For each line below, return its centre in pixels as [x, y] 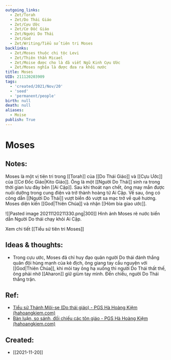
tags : [11, 82]
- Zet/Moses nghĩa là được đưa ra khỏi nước [58, 67]
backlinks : [17, 48]
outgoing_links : [23, 10]
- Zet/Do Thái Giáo [31, 19]
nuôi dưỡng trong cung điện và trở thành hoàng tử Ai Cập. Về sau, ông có [83, 192]
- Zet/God [20, 39]
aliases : [15, 110]
